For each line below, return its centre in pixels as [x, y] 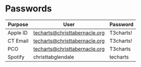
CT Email [18, 41]
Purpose [18, 24]
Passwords [29, 9]
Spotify [16, 57]
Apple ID [18, 33]
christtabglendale [54, 57]
